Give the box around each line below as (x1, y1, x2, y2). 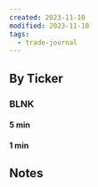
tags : (9, 29, 29, 38)
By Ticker (9, 70, 64, 85)
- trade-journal (17, 37, 78, 47)
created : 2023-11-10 (9, 12, 86, 22)
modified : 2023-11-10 (9, 21, 90, 30)
